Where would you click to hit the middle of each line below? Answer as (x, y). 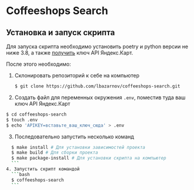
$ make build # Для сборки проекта (55, 153)
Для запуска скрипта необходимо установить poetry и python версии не (97, 46)
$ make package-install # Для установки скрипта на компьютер (89, 158)
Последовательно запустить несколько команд (74, 137)
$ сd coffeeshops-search (36, 114)
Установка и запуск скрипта (61, 33)
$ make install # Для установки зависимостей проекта (78, 147)
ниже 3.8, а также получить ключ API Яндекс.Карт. (70, 53)
